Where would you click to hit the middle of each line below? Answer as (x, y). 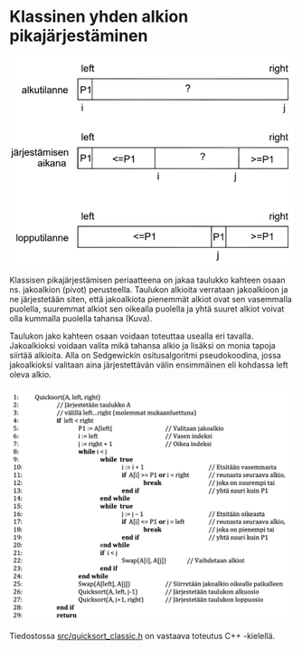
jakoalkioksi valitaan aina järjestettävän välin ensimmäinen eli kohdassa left (149, 365)
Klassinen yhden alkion (99, 17)
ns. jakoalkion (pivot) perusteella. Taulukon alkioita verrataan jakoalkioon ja (149, 290)
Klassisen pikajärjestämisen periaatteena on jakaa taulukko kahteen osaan (147, 280)
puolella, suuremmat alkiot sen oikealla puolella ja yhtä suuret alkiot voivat (147, 309)
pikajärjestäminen (79, 36)
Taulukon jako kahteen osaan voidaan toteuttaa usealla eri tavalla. (132, 336)
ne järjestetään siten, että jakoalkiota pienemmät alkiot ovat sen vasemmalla (151, 300)
